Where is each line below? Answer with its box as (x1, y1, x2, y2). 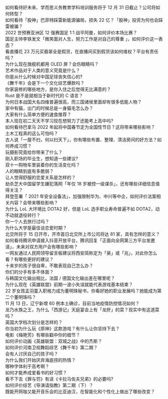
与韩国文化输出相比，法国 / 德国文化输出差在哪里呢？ (5, 275, 115, 281)
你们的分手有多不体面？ (5, 269, 54, 275)
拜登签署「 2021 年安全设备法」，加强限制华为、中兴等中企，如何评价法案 (5, 193, 157, 199)
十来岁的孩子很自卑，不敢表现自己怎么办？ (5, 262, 94, 269)
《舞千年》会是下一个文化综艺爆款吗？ (5, 80, 85, 86)
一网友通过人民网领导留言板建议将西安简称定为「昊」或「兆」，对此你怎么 (5, 250, 157, 256)
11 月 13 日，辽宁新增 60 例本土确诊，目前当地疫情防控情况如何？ (5, 300, 140, 306)
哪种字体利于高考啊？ (5, 363, 49, 369)
